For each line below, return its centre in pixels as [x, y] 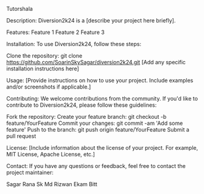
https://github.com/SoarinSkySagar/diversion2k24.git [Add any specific [96, 62]
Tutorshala [20, 9]
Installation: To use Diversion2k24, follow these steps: [74, 44]
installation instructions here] [43, 69]
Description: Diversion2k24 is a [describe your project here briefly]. [91, 20]
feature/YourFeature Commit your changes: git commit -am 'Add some [95, 123]
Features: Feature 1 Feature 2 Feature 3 [55, 32]
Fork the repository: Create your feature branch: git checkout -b [86, 117]
